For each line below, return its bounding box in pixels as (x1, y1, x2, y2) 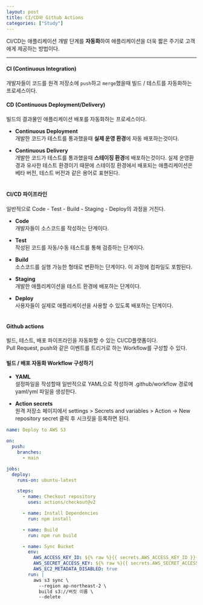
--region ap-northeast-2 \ (38, 583, 107, 589)
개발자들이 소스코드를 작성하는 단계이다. (14, 224, 109, 232)
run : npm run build (28, 532, 77, 538)
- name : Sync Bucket (22, 543, 74, 549)
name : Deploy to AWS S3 (6, 427, 66, 433)
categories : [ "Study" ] (6, 20, 63, 26)
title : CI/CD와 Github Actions (6, 15, 84, 21)
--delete (38, 594, 61, 600)
